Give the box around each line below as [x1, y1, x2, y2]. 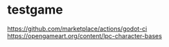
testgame [7, 2, 64, 18]
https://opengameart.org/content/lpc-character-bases [7, 31, 163, 40]
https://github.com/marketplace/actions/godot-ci [7, 25, 148, 33]
